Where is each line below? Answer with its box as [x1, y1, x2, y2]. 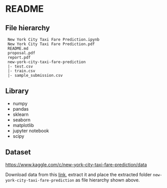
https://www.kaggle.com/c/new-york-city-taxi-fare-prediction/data [5, 161, 147, 168]
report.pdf [7, 55, 31, 60]
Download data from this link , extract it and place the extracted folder [5, 171, 152, 177]
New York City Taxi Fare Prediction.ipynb [7, 37, 100, 42]
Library [5, 87, 29, 95]
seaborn [12, 116, 31, 123]
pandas [12, 106, 29, 112]
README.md [7, 46, 29, 51]
